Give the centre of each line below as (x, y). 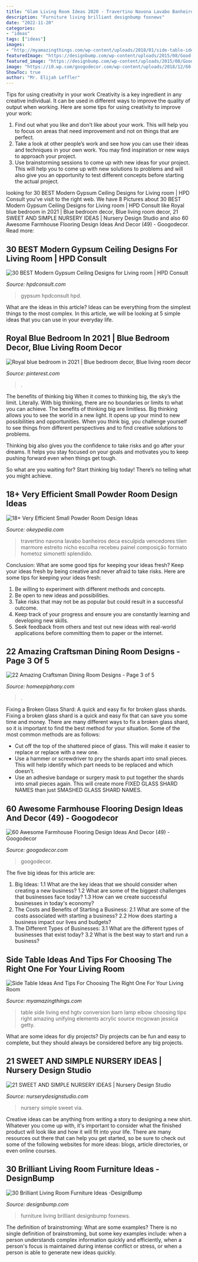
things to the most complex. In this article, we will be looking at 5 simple (93, 313)
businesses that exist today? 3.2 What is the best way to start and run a (101, 935)
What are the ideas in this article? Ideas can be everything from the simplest (98, 307)
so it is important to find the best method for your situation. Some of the (93, 728)
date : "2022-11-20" (30, 22)
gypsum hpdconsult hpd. (51, 295)
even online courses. (32, 1150)
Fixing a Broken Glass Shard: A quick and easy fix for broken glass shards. (96, 709)
